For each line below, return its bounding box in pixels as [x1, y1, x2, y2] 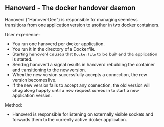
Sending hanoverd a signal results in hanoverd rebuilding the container [12, 61, 155, 67]
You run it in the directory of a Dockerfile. [12, 46, 96, 52]
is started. [12, 56, 33, 62]
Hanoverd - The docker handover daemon [5, 4, 136, 12]
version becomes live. [12, 77, 57, 83]
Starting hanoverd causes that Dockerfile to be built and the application [12, 51, 158, 57]
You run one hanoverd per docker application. [12, 41, 105, 47]
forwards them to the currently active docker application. [12, 116, 127, 122]
